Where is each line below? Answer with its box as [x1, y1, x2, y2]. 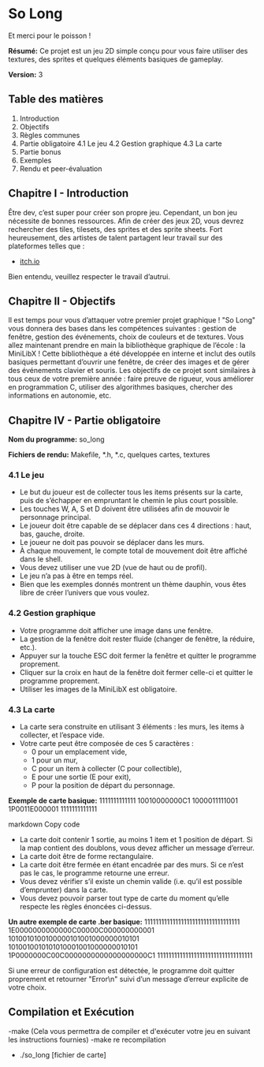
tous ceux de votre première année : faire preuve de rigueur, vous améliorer [8, 374, 254, 383]
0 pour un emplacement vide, [31, 747, 128, 757]
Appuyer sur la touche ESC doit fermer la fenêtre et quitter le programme [19, 651, 257, 660]
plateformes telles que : [8, 241, 85, 251]
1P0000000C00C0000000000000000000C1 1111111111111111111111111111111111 [8, 951, 253, 961]
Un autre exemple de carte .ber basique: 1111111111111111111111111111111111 [8, 917, 240, 927]
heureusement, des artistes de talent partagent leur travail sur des [8, 233, 223, 242]
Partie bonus [19, 147, 61, 156]
